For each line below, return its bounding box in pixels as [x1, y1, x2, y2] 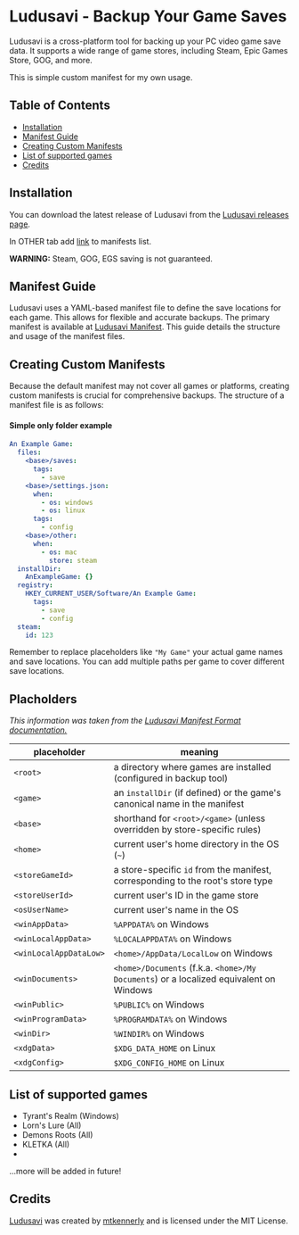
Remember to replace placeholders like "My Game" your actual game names [9, 647, 283, 658]
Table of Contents [9, 98, 111, 113]
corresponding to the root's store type [113, 874, 273, 887]
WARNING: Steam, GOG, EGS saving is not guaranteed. [9, 253, 214, 264]
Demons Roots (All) [21, 1130, 93, 1140]
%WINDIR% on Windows [113, 1028, 205, 1040]
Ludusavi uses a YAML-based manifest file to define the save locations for [9, 303, 282, 313]
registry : [17, 581, 53, 590]
